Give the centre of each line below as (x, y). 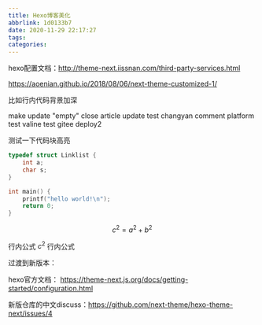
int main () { (30, 191)
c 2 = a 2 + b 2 (132, 229)
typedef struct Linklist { (52, 155)
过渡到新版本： (32, 263)
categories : (28, 45)
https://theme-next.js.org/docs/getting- (124, 279)
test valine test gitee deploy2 (55, 124)
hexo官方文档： (33, 279)
